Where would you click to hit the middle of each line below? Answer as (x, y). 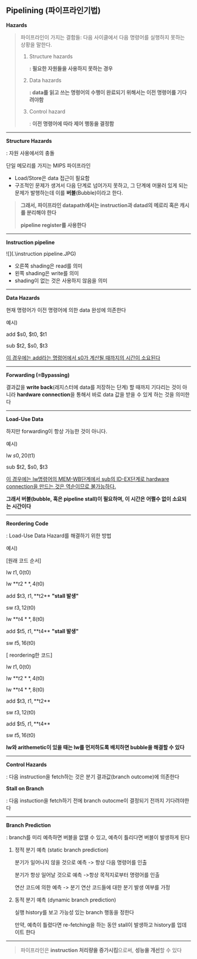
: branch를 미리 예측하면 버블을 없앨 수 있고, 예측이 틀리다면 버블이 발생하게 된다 (98, 837)
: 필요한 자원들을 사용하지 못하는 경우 (71, 68)
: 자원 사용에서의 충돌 (30, 153)
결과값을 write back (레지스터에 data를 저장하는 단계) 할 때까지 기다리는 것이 (94, 387)
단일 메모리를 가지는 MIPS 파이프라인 (48, 165)
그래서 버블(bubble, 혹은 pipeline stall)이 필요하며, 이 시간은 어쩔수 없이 (89, 499)
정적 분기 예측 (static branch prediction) (62, 850)
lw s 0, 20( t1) (21, 455)
